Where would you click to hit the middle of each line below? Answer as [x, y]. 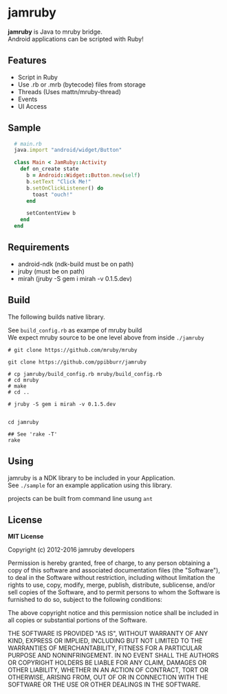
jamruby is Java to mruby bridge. [55, 32]
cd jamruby [23, 422]
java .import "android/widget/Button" [68, 150]
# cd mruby [23, 380]
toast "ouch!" [53, 194]
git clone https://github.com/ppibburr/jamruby [77, 362]
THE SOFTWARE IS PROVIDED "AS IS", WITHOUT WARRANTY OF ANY [108, 634]
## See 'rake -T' [33, 434]
